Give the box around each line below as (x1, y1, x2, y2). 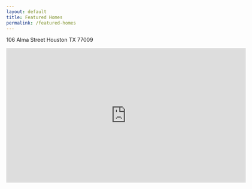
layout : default (6, 8, 47, 15)
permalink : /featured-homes (6, 20, 77, 26)
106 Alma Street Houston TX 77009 (6, 36, 93, 44)
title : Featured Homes (6, 14, 63, 20)
